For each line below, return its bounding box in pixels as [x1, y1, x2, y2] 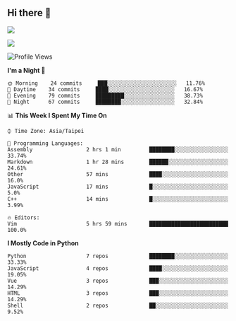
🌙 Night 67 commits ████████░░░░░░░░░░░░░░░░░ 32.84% [7, 98, 203, 105]
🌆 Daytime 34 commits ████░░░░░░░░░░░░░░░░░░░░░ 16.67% [7, 86, 203, 93]
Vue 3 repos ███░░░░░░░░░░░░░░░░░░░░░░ [7, 277, 229, 284]
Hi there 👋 [7, 7, 51, 19]
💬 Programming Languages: [7, 139, 83, 147]
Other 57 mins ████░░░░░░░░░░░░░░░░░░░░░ [7, 170, 229, 177]
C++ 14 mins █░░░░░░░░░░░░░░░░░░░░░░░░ [7, 195, 229, 202]
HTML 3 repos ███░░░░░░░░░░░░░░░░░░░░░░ [7, 289, 229, 297]
